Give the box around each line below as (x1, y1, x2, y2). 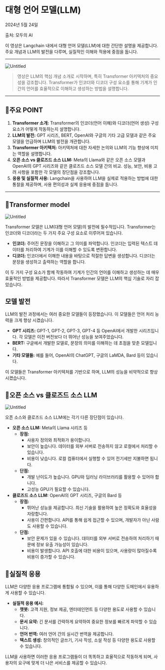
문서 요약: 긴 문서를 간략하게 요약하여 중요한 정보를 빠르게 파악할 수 (19, 619, 148, 624)
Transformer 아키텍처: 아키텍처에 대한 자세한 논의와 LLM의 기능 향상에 (12, 145, 150, 150)
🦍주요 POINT (5, 106, 43, 115)
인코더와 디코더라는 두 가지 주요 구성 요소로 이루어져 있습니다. (5, 230, 123, 236)
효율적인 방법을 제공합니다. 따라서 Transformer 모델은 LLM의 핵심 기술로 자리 (5, 275, 154, 281)
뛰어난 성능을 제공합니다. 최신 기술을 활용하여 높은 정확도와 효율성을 (27, 505, 157, 511)
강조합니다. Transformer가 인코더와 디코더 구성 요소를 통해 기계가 (26, 79, 152, 85)
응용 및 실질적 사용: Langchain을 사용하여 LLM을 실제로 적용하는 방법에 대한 (12, 175, 158, 181)
